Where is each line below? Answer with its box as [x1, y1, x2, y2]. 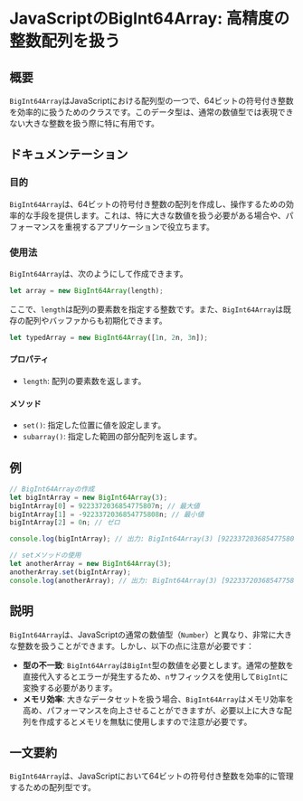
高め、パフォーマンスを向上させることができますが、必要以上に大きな [22, 704, 285, 715]
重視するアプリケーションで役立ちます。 [64, 221, 215, 231]
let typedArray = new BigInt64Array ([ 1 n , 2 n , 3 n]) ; [9, 333, 208, 342]
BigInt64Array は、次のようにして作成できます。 [9, 268, 188, 278]
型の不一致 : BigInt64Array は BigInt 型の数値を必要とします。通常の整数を [22, 659, 294, 670]
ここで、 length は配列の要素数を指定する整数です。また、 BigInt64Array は [9, 304, 284, 315]
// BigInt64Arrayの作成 [9, 485, 95, 494]
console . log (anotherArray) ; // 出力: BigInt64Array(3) [9, 576, 218, 585]
